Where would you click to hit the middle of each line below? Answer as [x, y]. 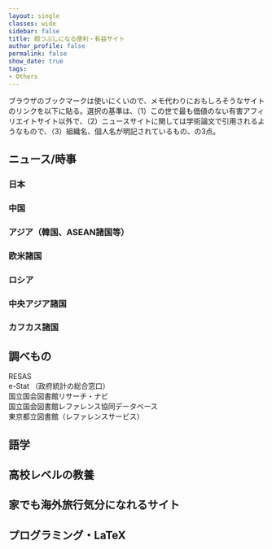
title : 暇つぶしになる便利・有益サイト [67, 39]
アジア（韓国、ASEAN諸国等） [69, 232]
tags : [18, 69]
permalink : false [38, 54]
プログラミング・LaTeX [67, 535]
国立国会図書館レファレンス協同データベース [83, 407]
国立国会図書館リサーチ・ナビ [58, 396]
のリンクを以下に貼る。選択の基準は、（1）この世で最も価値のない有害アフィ [136, 111]
